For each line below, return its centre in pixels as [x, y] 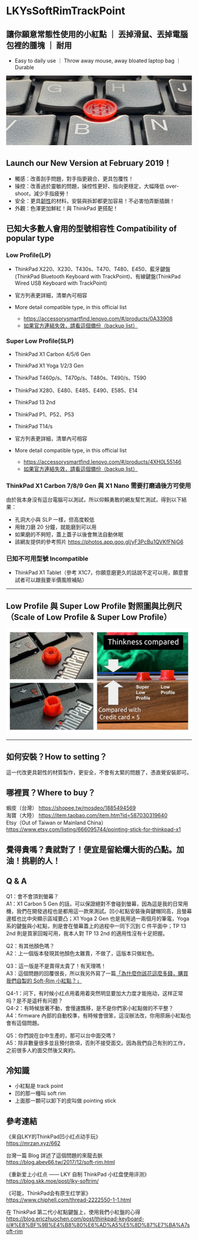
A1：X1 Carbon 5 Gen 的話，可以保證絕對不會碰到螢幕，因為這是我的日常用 [97, 904]
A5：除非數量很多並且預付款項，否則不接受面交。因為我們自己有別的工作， [97, 1043]
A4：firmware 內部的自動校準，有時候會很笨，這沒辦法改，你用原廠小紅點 [96, 1015]
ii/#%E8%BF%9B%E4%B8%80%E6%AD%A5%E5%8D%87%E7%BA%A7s [98, 1225]
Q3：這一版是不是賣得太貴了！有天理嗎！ [56, 966]
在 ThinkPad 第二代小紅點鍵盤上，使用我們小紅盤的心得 [73, 1212]
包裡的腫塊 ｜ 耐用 [39, 45]
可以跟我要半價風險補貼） [56, 580]
